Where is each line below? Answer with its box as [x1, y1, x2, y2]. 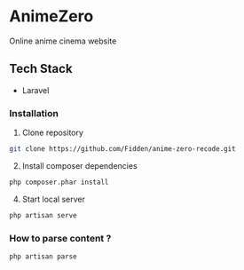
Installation [9, 107, 59, 119]
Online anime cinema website [9, 36, 117, 46]
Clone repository [21, 127, 84, 139]
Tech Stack [9, 61, 73, 76]
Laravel [21, 84, 50, 95]
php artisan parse [9, 251, 77, 261]
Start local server [21, 194, 86, 204]
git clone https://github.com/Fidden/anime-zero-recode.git [9, 145, 237, 154]
